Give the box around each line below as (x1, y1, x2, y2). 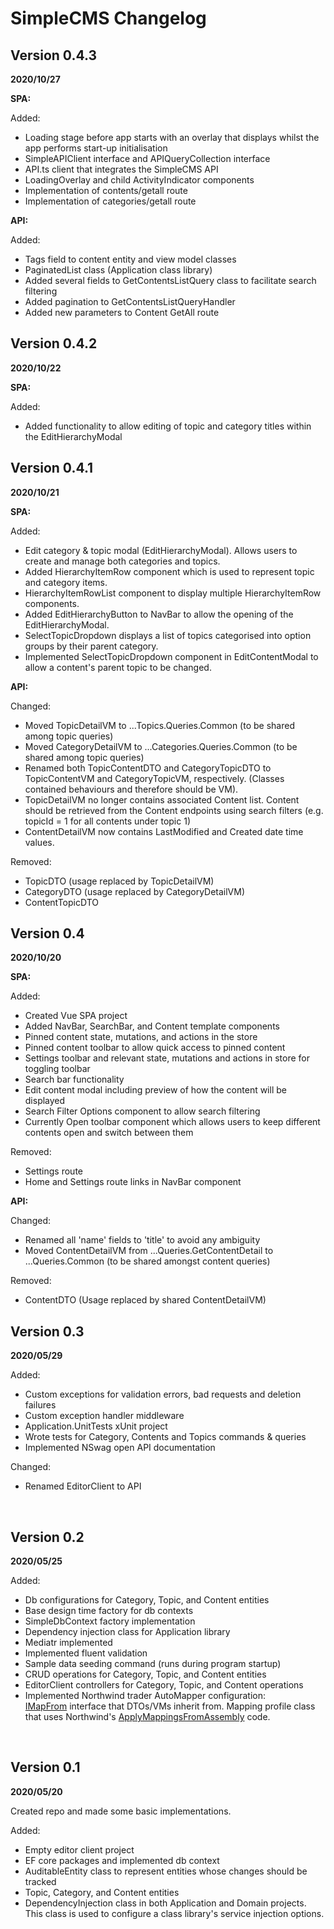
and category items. (24, 576, 108, 588)
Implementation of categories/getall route (24, 195, 197, 207)
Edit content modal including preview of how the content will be (24, 1084, 287, 1096)
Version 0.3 (10, 1323, 85, 1340)
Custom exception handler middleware (24, 1410, 185, 1422)
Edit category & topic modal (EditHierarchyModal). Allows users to (24, 544, 298, 556)
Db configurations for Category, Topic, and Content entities (24, 1594, 270, 1606)
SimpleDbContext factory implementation (24, 1615, 196, 1627)
